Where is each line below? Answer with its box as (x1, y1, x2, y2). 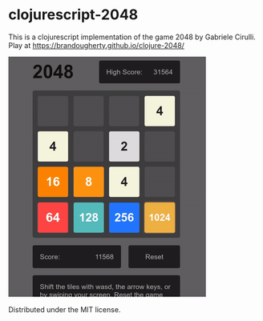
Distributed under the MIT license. (8, 304, 121, 314)
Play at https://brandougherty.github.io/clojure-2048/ (8, 40, 184, 50)
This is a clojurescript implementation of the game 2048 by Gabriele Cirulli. (8, 32, 257, 42)
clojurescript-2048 (8, 6, 139, 24)
